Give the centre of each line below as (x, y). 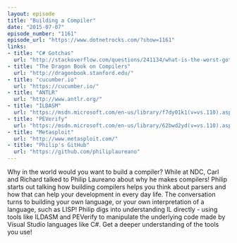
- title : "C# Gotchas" (41, 54)
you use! (20, 232)
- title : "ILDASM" (34, 106)
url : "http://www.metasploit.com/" (66, 138)
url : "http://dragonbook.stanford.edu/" (74, 73)
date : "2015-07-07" (36, 27)
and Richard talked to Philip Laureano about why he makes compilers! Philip (117, 179)
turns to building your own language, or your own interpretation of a (106, 202)
